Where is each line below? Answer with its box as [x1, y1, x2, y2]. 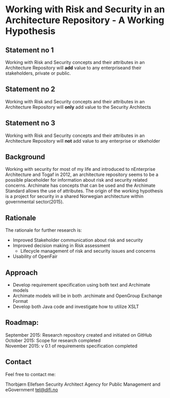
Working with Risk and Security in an [5, 4, 165, 15]
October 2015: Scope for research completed [5, 337, 101, 343]
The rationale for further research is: [5, 227, 82, 233]
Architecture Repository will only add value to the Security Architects [5, 104, 151, 110]
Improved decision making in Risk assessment [12, 242, 111, 249]
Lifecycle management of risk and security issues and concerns [20, 248, 156, 254]
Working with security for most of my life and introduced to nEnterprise [5, 166, 156, 172]
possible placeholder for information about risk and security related [5, 177, 147, 183]
